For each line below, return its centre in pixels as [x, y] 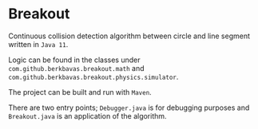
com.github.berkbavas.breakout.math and [77, 68]
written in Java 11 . [38, 44]
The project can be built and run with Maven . [80, 92]
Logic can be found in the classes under [74, 60]
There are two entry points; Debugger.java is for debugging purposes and [129, 107]
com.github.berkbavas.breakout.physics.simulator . [93, 76]
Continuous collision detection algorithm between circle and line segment [129, 36]
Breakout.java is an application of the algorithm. [87, 115]
